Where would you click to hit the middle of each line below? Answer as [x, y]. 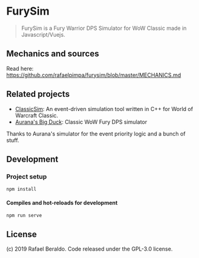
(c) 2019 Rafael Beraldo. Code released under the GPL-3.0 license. [89, 249]
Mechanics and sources [53, 54]
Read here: [20, 68]
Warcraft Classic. [37, 115]
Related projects [38, 94]
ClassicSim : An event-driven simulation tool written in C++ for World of [104, 109]
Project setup [26, 176]
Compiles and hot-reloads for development [62, 202]
